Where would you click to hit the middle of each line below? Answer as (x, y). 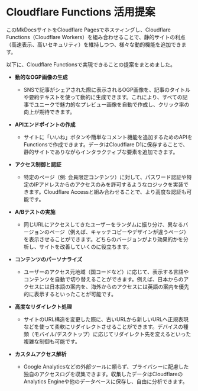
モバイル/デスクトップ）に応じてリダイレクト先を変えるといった (113, 334)
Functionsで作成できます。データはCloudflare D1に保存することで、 (106, 144)
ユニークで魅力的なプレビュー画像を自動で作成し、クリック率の (112, 104)
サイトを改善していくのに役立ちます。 (85, 246)
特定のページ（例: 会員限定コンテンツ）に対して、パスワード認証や (105, 177)
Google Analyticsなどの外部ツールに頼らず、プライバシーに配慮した (106, 366)
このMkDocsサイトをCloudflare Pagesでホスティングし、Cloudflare (89, 30)
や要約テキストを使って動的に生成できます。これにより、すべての (103, 97)
